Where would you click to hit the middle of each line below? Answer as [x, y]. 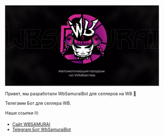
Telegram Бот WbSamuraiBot [41, 130]
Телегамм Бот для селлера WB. [38, 103]
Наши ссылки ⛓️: [22, 113]
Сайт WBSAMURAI [31, 124]
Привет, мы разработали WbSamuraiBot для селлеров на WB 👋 [71, 94]
